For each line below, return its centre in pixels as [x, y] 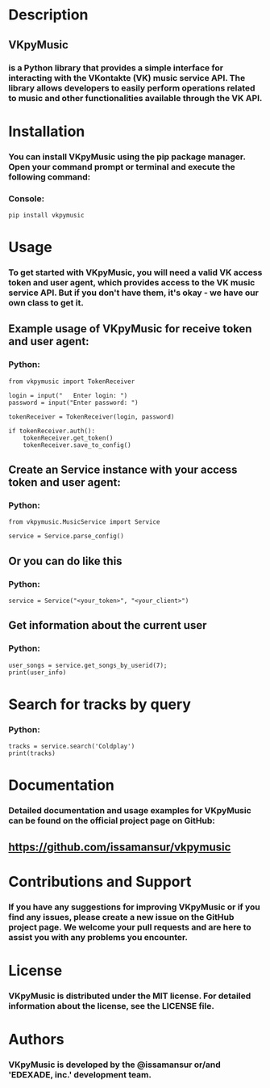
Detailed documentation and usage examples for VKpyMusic [130, 811]
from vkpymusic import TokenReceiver [72, 382]
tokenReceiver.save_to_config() [77, 445]
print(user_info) [37, 673]
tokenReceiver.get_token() [68, 438]
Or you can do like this [65, 561]
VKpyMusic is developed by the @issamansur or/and [115, 1065]
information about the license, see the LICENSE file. [112, 1006]
